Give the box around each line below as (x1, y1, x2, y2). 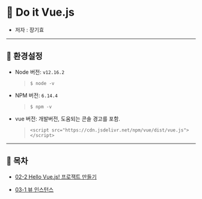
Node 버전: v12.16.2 (14, 68, 65, 75)
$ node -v (29, 80, 55, 86)
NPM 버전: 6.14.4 (14, 92, 58, 99)
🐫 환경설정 (6, 51, 43, 62)
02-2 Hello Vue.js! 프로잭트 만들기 (14, 173, 97, 180)
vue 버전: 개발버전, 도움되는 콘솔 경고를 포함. (14, 115, 120, 122)
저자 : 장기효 (14, 26, 44, 33)
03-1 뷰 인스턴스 (14, 186, 54, 193)
